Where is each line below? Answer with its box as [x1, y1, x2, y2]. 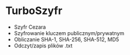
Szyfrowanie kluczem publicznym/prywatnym [13, 29, 125, 36]
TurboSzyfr [5, 4, 63, 18]
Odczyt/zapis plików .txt [13, 42, 73, 49]
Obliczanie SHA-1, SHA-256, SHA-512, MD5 [13, 36, 119, 43]
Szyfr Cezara [13, 23, 46, 30]
